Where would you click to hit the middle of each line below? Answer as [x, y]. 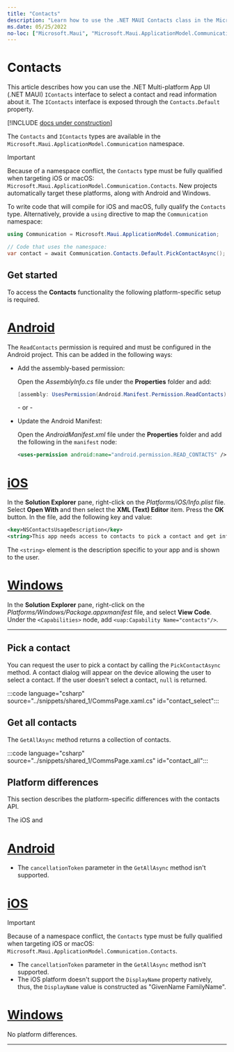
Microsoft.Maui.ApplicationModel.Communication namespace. [96, 144]
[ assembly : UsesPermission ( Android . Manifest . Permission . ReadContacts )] [123, 394]
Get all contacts [42, 723]
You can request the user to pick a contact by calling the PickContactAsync [114, 665]
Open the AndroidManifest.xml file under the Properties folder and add [119, 434]
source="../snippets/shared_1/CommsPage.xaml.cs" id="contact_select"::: [113, 701]
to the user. [23, 557]
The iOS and [25, 820]
